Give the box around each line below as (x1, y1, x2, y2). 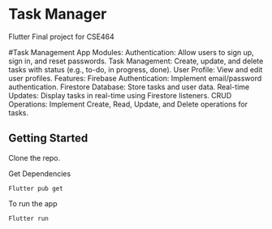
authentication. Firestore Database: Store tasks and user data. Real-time (8, 82, 250, 92)
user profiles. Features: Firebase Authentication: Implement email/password (8, 73, 262, 83)
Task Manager (8, 5, 107, 24)
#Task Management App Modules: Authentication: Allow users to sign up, (8, 47, 254, 57)
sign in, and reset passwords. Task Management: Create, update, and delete (8, 56, 264, 66)
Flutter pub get (8, 184, 63, 192)
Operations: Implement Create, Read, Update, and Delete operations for (8, 99, 248, 109)
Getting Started (8, 132, 89, 145)
